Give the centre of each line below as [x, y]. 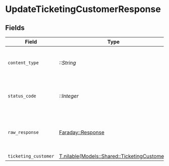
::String [68, 63]
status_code [22, 96]
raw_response [23, 132]
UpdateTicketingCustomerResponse [83, 9]
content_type [23, 63]
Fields [15, 28]
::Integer [69, 96]
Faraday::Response [82, 132]
